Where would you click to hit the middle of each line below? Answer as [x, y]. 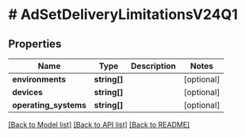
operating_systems [50, 105]
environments [39, 79]
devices [28, 92]
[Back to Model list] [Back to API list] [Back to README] [99, 125]
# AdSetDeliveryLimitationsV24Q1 [123, 15]
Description [153, 66]
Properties [35, 44]
